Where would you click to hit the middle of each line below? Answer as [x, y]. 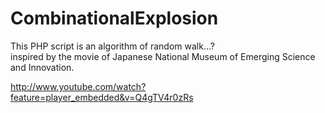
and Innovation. [42, 67]
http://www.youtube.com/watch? [78, 86]
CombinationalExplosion [114, 18]
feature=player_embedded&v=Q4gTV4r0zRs [102, 97]
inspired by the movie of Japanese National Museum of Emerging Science [163, 56]
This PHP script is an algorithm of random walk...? [112, 46]
